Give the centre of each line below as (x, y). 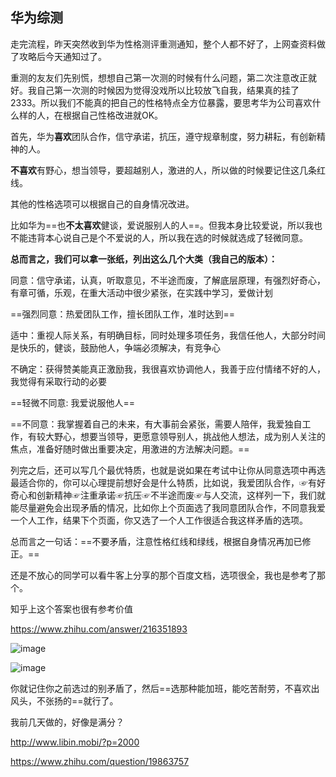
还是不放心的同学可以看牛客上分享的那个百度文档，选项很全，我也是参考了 (163, 575)
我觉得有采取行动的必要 (58, 381)
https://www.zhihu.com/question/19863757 (100, 761)
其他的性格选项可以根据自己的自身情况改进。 (102, 204)
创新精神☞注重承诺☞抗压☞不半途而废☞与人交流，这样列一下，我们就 (181, 495)
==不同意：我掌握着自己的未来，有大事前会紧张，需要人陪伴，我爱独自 (156, 424)
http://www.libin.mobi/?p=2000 (75, 742)
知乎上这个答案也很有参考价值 (71, 609)
